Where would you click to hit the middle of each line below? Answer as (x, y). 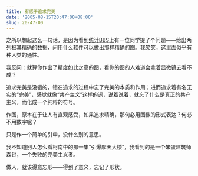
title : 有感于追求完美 (31, 12)
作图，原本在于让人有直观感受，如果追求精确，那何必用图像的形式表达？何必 (99, 115)
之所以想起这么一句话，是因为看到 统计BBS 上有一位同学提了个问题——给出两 (99, 40)
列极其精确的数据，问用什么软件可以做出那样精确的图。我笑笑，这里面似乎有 (99, 47)
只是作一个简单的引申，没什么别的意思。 (55, 135)
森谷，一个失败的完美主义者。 (42, 155)
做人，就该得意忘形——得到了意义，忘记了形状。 (65, 167)
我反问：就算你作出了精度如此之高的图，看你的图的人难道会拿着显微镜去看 (96, 67)
